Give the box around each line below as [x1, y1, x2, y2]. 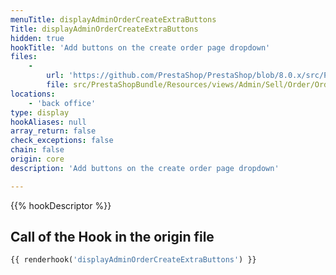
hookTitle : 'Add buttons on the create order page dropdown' [10, 42, 271, 53]
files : [10, 52, 38, 62]
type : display [10, 107, 70, 118]
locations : [10, 89, 56, 99]
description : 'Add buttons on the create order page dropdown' [10, 163, 280, 173]
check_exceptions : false [10, 136, 114, 146]
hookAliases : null [10, 117, 87, 127]
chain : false [10, 145, 65, 155]
